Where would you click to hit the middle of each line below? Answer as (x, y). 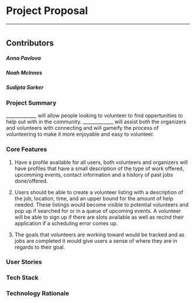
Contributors (30, 43)
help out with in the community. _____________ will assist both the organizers (96, 122)
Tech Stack (22, 278)
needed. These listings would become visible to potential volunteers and (101, 204)
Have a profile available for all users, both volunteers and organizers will (101, 162)
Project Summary (31, 102)
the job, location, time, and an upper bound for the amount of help (94, 198)
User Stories (24, 262)
